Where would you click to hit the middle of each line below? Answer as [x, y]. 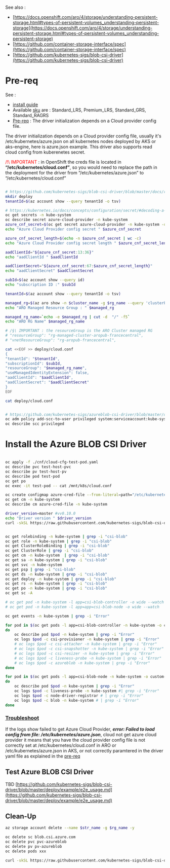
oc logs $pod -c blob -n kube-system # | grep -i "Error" [77, 700]
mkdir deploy [19, 196]
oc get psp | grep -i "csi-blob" [40, 569]
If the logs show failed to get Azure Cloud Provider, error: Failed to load [80, 729]
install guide [25, 104]
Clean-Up [21, 816]
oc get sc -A [19, 593]
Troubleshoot [22, 718]
